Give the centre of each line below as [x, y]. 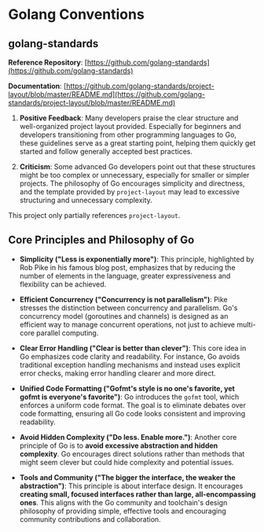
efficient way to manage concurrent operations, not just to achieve [127, 324]
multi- [247, 324]
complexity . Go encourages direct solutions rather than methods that [132, 453]
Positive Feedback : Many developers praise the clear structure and [129, 118]
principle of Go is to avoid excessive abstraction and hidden [119, 445]
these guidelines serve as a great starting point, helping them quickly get [137, 143]
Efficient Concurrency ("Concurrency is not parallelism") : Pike [123, 299]
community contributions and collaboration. [90, 519]
